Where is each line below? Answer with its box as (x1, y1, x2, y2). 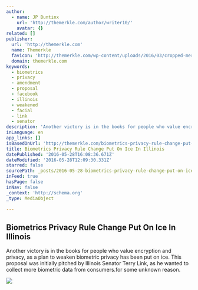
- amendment (11, 80, 41, 86)
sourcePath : (6, 168, 35, 174)
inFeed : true (6, 174, 38, 180)
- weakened (11, 102, 38, 108)
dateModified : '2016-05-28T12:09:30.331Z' (6, 157, 112, 163)
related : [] (6, 31, 35, 37)
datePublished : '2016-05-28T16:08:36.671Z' (6, 151, 115, 157)
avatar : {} (16, 25, 44, 31)
